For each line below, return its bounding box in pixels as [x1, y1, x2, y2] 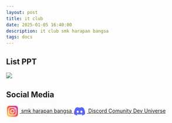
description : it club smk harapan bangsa [6, 28, 109, 34]
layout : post [6, 9, 38, 15]
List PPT [6, 56, 37, 67]
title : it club [6, 15, 43, 22]
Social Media [6, 90, 55, 100]
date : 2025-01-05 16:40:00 [6, 22, 72, 28]
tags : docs [6, 34, 33, 40]
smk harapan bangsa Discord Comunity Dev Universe [21, 107, 166, 114]
